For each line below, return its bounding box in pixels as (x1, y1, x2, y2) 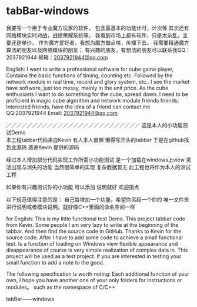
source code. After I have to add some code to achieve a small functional (6, 234, 183, 241)
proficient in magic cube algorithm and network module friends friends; (6, 97, 179, 104)
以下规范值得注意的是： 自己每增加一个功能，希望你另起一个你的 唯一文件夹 (6, 196, 189, 203)
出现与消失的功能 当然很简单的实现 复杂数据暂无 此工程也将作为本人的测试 (11, 163, 191, 170)
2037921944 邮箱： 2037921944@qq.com (6, 54, 108, 61)
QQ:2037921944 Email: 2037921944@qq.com (6, 109, 118, 116)
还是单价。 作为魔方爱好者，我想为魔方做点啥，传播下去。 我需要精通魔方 (11, 39, 189, 46)
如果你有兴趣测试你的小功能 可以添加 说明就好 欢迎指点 (6, 183, 139, 190)
